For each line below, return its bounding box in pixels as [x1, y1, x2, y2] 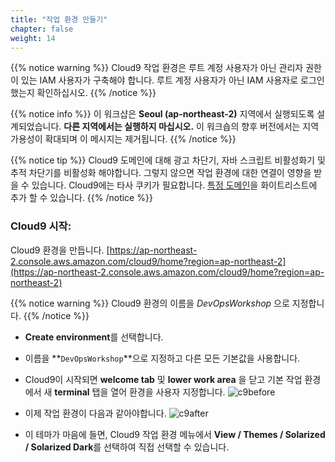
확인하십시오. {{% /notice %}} [36, 87, 157, 99]
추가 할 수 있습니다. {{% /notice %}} [10, 192, 153, 204]
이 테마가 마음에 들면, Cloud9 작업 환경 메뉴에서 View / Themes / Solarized [24, 428, 326, 440]
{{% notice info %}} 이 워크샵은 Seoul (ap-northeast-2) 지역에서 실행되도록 [10, 108, 315, 120]
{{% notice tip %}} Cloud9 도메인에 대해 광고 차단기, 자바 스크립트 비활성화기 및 [10, 154, 326, 166]
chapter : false [10, 24, 74, 34]
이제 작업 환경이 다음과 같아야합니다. [24, 407, 167, 419]
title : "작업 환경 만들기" [10, 14, 108, 25]
